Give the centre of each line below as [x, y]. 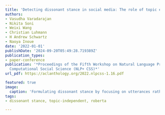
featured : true [21, 83]
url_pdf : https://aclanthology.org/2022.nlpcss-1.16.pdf [65, 74]
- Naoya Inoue [20, 42]
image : [12, 87]
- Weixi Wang [18, 28]
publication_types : [25, 55]
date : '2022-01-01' [25, 46]
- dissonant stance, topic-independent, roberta [56, 101]
